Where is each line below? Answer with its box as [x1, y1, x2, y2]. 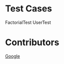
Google [5, 53, 20, 59]
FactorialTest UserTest [5, 19, 51, 25]
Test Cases [5, 3, 52, 14]
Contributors [5, 37, 60, 48]
